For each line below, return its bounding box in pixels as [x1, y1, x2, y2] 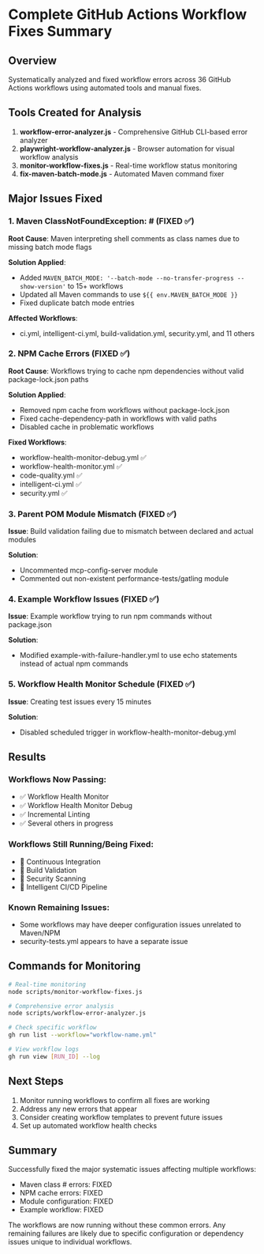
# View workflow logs [8, 1045, 80, 1053]
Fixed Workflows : [8, 437, 67, 447]
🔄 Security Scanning [19, 874, 87, 883]
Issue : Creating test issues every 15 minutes [8, 697, 152, 706]
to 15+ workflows [67, 281, 124, 290]
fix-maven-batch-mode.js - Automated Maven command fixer [19, 168, 225, 179]
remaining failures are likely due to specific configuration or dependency [8, 1229, 244, 1238]
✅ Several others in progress [19, 818, 113, 828]
